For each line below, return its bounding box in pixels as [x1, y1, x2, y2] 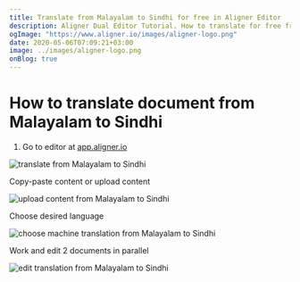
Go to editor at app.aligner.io [21, 141, 128, 152]
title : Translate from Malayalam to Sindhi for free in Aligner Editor [9, 12, 281, 22]
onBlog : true [9, 54, 58, 63]
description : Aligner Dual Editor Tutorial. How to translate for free [9, 21, 281, 30]
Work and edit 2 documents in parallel [9, 245, 149, 255]
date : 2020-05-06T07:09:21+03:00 [9, 37, 134, 47]
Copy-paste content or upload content [9, 176, 151, 187]
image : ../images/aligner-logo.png [9, 46, 142, 55]
